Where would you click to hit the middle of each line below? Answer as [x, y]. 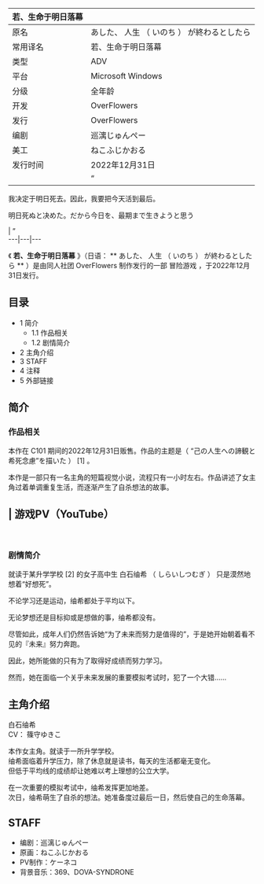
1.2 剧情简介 [51, 342]
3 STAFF [33, 361]
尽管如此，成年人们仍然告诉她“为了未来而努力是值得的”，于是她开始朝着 [125, 634]
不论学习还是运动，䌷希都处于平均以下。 [73, 600]
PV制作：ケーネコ [48, 862]
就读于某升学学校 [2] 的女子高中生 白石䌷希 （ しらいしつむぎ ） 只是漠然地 [130, 574]
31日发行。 [26, 275]
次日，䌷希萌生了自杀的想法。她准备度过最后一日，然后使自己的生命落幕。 [128, 797]
